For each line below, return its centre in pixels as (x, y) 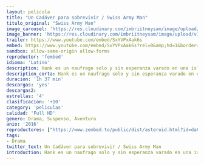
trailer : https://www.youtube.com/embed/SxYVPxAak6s (74, 40)
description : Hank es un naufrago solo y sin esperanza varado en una (97, 68)
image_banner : (24, 34)
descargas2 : (21, 91)
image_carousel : (27, 29)
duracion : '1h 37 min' (35, 79)
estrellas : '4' (25, 96)
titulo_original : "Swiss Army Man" (51, 23)
